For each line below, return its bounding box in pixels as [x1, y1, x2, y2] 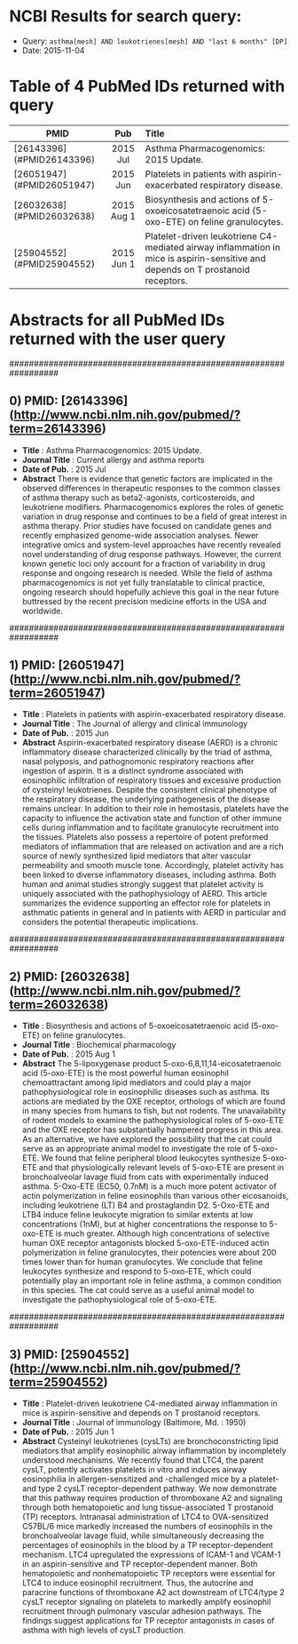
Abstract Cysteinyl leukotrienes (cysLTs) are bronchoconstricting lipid [21, 1436, 279, 1447]
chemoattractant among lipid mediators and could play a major [21, 1077, 252, 1088]
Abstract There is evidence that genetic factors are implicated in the [21, 473, 273, 483]
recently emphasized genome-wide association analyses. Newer [21, 530, 259, 540]
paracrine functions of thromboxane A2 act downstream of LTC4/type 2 [21, 1587, 286, 1598]
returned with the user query [9, 329, 226, 349]
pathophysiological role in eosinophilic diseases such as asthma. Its [21, 1087, 271, 1097]
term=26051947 [9, 686, 102, 701]
